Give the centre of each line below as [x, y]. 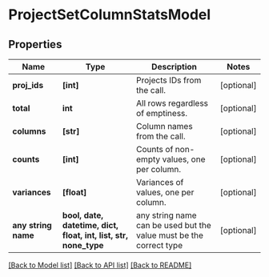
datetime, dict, [90, 225]
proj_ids [28, 85]
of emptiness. [162, 113]
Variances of [160, 182]
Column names [165, 126]
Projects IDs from [169, 80]
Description [175, 67]
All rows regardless [172, 103]
